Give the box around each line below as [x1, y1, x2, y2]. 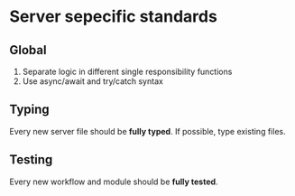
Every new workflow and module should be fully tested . [9, 176, 218, 187]
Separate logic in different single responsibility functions [22, 66, 233, 77]
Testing [9, 152, 53, 168]
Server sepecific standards [9, 6, 218, 27]
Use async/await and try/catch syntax [22, 76, 164, 87]
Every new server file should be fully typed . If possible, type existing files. [9, 126, 286, 136]
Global [9, 42, 47, 58]
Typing [9, 102, 50, 117]
